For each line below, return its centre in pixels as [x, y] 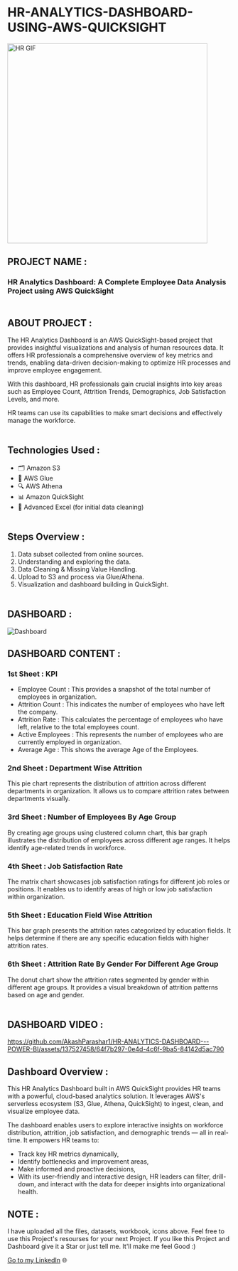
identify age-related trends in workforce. [67, 847]
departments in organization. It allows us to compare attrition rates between [118, 791]
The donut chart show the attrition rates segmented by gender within [108, 980]
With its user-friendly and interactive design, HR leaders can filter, [114, 1176]
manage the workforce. [42, 421]
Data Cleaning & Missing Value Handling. [77, 569]
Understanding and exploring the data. [74, 562]
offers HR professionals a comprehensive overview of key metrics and [110, 355]
